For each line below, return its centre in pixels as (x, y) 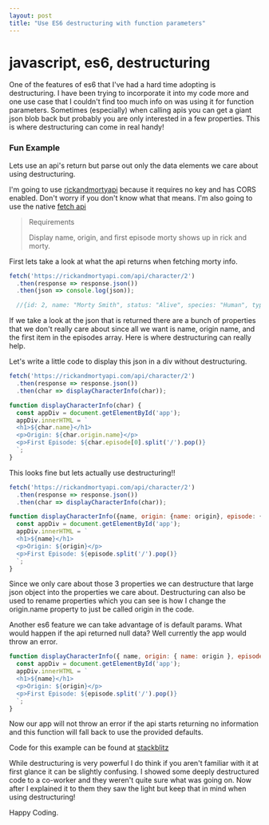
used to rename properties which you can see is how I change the (118, 601)
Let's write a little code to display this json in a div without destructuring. (128, 361)
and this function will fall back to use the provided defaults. (106, 732)
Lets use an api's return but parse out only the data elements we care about (134, 165)
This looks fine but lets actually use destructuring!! (92, 472)
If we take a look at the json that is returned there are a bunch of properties (133, 321)
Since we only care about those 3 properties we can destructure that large (131, 584)
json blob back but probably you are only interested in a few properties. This (134, 119)
